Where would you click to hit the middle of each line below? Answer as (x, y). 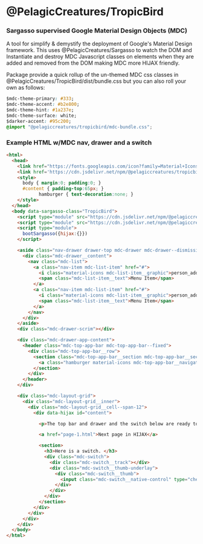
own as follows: (26, 88)
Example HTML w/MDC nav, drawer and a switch (79, 142)
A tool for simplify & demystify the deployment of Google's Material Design (99, 44)
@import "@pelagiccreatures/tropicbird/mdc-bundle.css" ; (79, 127)
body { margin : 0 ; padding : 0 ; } (62, 183)
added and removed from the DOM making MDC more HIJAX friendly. (93, 63)
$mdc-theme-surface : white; (42, 116)
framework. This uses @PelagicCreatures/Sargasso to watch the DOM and (99, 50)
